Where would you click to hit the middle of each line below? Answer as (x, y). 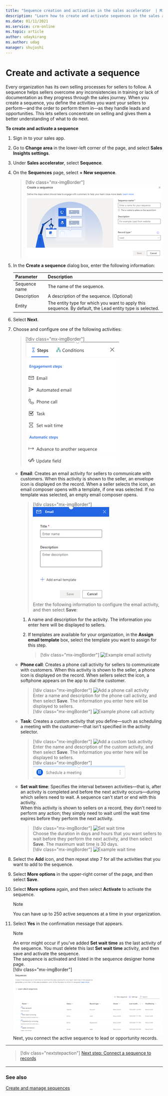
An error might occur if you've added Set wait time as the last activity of (87, 943)
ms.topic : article (25, 32)
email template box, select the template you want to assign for (92, 640)
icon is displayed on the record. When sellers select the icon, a (85, 675)
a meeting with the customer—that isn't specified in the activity (85, 726)
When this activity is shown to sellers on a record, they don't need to (91, 808)
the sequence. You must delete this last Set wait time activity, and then (86, 948)
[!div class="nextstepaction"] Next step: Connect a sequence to (86, 1053)
